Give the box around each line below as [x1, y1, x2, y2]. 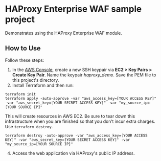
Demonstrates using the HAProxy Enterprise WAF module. [5, 30, 122, 36]
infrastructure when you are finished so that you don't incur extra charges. [5, 118, 156, 124]
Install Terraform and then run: [12, 82, 74, 88]
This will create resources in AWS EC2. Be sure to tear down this [5, 113, 136, 119]
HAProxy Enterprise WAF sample [5, 3, 142, 15]
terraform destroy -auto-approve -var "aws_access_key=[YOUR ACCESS [5, 133, 148, 138]
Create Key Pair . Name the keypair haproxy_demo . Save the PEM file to [12, 72, 157, 78]
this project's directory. [12, 77, 59, 83]
